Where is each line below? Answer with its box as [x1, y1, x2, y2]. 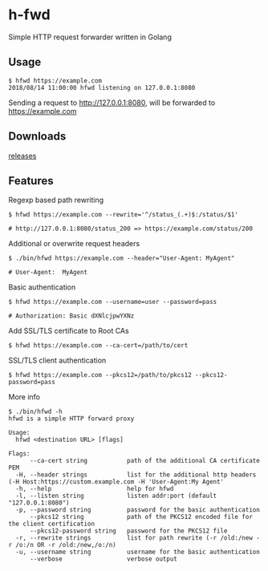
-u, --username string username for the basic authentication [15, 548, 261, 557]
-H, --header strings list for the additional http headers [15, 471, 257, 479]
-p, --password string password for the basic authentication [15, 506, 261, 514]
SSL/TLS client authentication [8, 355, 107, 366]
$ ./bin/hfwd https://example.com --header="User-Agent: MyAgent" [8, 254, 235, 262]
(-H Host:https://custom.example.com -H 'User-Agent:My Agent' [8, 478, 225, 486]
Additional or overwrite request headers [8, 239, 140, 249]
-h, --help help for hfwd [15, 485, 174, 493]
